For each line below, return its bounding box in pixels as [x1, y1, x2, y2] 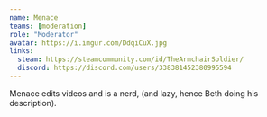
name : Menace [9, 13, 59, 22]
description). [9, 97, 57, 108]
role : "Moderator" [9, 30, 78, 39]
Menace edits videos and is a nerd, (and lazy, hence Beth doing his [9, 87, 259, 99]
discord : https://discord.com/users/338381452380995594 [17, 64, 232, 73]
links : [9, 47, 34, 56]
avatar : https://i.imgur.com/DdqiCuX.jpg [9, 38, 168, 48]
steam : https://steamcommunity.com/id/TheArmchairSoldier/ [17, 55, 244, 64]
